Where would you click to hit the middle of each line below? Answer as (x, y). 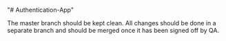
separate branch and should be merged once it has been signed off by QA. (113, 30)
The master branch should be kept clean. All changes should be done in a (112, 23)
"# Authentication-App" (41, 10)
